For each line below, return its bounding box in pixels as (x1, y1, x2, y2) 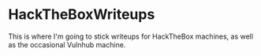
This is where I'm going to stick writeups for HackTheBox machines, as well (8, 32, 254, 41)
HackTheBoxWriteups (8, 6, 155, 24)
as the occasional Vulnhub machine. (8, 39, 126, 49)
